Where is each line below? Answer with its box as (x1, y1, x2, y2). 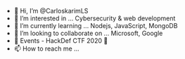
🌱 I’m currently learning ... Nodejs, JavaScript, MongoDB (13, 22, 178, 29)
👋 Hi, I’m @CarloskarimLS (13, 7, 89, 15)
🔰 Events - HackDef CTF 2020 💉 (13, 37, 108, 45)
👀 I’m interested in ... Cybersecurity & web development (13, 14, 176, 22)
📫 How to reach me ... (13, 44, 79, 53)
